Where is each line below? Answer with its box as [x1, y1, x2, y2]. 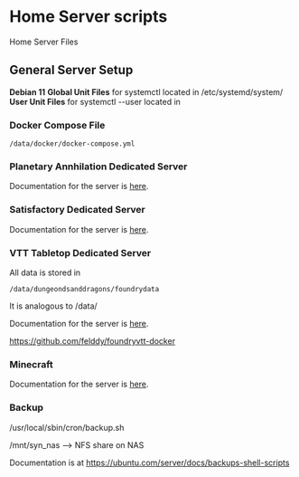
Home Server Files [9, 36, 79, 47]
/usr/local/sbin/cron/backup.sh [9, 422, 125, 433]
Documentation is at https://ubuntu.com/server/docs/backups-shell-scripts [9, 457, 290, 468]
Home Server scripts [9, 6, 168, 27]
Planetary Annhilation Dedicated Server [9, 160, 188, 173]
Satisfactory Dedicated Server [9, 204, 146, 216]
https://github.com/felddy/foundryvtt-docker [9, 335, 176, 346]
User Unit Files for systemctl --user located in [9, 96, 181, 107]
